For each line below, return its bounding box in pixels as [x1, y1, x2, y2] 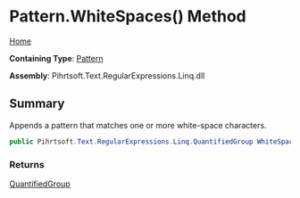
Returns [9, 158, 45, 170]
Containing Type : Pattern [9, 53, 104, 63]
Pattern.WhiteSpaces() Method [9, 6, 247, 27]
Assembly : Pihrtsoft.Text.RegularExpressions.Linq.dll [9, 70, 205, 81]
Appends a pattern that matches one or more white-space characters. [9, 120, 267, 130]
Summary [9, 96, 65, 111]
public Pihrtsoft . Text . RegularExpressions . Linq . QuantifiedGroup [9, 136, 254, 146]
